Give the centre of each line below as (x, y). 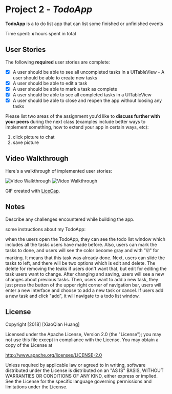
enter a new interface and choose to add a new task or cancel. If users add (84, 290)
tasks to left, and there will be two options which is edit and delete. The (80, 263)
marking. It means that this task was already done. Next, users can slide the (85, 258)
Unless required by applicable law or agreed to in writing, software (76, 365)
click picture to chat (34, 137)
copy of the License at (29, 345)
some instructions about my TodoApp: (46, 229)
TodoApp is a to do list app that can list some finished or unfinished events (84, 24)
